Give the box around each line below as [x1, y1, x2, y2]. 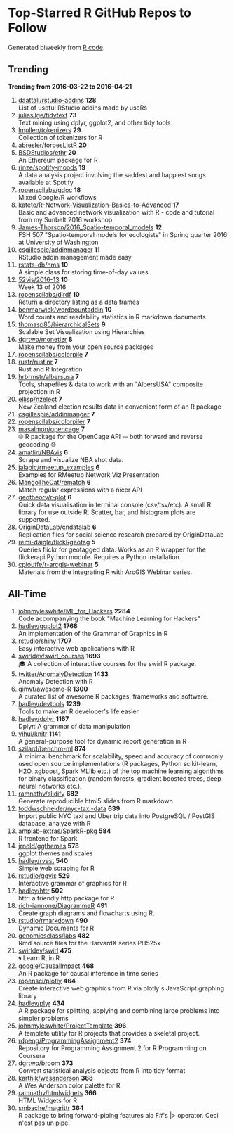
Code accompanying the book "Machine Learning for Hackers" [18, 614, 200, 623]
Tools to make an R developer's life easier [18, 707, 139, 715]
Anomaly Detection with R [18, 677, 93, 685]
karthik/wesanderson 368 [18, 1074, 93, 1082]
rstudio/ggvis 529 [18, 871, 71, 880]
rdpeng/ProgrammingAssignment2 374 [18, 1036, 132, 1045]
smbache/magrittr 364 [18, 1103, 84, 1112]
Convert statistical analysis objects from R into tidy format [18, 1066, 186, 1074]
